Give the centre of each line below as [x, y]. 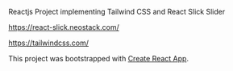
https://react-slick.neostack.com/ [64, 27]
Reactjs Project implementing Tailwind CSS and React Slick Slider [117, 12]
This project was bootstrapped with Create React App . [99, 58]
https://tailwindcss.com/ [49, 43]
